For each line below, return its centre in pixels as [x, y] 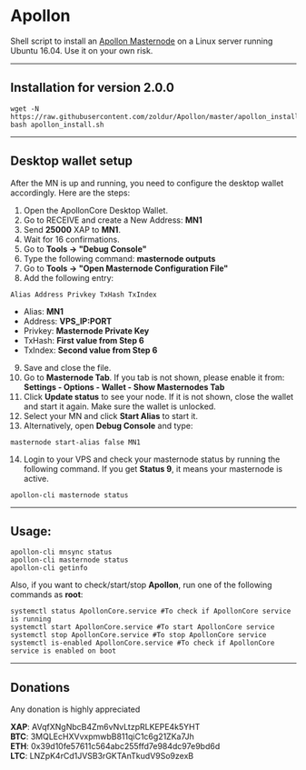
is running [31, 619]
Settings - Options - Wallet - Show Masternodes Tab [124, 386]
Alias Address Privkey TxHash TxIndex [84, 295]
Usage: [31, 531]
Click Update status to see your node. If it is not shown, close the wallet [158, 396]
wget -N [25, 109]
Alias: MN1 [44, 311]
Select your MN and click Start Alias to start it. [111, 415]
